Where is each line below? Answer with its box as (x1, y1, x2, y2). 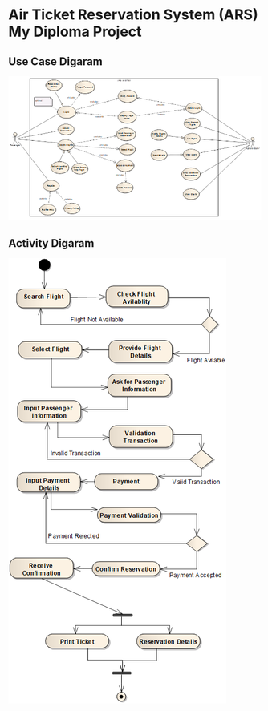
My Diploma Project (8, 22, 142, 41)
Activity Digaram (8, 236, 95, 250)
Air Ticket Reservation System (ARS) (8, 6, 258, 24)
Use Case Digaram (8, 55, 103, 68)
